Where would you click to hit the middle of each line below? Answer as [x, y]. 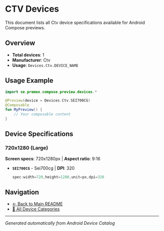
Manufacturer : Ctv [31, 60]
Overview [20, 43]
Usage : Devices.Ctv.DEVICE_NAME [45, 65]
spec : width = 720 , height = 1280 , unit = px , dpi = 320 [58, 177]
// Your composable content [42, 114]
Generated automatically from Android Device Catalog [60, 223]
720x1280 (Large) [27, 148]
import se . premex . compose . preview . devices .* [51, 92]
